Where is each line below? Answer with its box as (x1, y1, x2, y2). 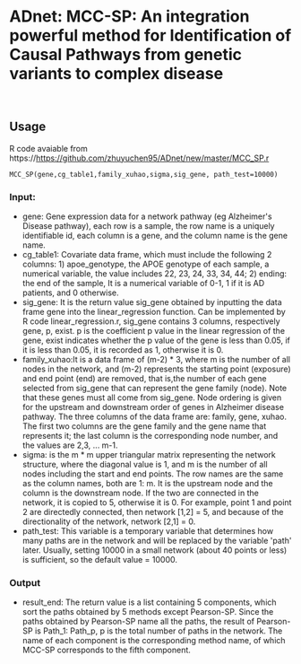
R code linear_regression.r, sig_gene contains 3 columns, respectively (21, 316, 280, 327)
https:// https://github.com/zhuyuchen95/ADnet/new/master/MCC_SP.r (9, 153, 270, 163)
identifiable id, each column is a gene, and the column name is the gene (21, 231, 288, 241)
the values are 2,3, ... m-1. (21, 440, 118, 450)
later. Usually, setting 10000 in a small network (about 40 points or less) (21, 545, 288, 555)
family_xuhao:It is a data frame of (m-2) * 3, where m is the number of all (21, 354, 291, 365)
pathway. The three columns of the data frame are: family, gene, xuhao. (21, 411, 287, 423)
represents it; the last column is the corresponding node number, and (21, 431, 279, 441)
